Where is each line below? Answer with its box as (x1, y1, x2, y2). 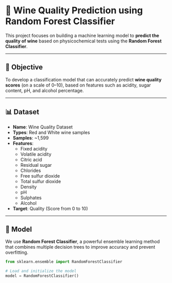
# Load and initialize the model (5, 269, 77, 274)
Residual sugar (20, 162, 52, 168)
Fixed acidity (20, 145, 48, 151)
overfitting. (5, 249, 29, 255)
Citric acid (20, 156, 42, 163)
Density (20, 184, 37, 190)
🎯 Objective (5, 63, 43, 72)
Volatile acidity (20, 151, 52, 157)
